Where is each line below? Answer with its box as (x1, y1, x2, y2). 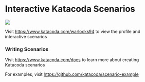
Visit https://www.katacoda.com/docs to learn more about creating (5, 57, 139, 63)
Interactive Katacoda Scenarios (5, 3, 135, 15)
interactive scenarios (5, 33, 47, 39)
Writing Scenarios (5, 46, 49, 52)
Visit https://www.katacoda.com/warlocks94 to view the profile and (5, 28, 141, 34)
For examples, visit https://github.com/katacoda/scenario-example (5, 71, 139, 77)
